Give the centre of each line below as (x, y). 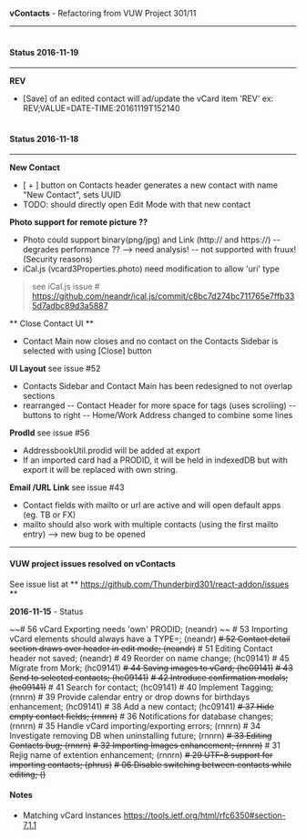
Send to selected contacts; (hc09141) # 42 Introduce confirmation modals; (149, 677)
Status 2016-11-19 (44, 52)
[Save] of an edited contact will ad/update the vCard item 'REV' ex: (148, 98)
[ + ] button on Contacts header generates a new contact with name (150, 185)
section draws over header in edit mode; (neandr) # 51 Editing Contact (141, 648)
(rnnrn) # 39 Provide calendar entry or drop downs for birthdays (130, 697)
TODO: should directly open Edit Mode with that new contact (137, 205)
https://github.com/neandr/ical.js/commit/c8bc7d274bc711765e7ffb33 (163, 296)
